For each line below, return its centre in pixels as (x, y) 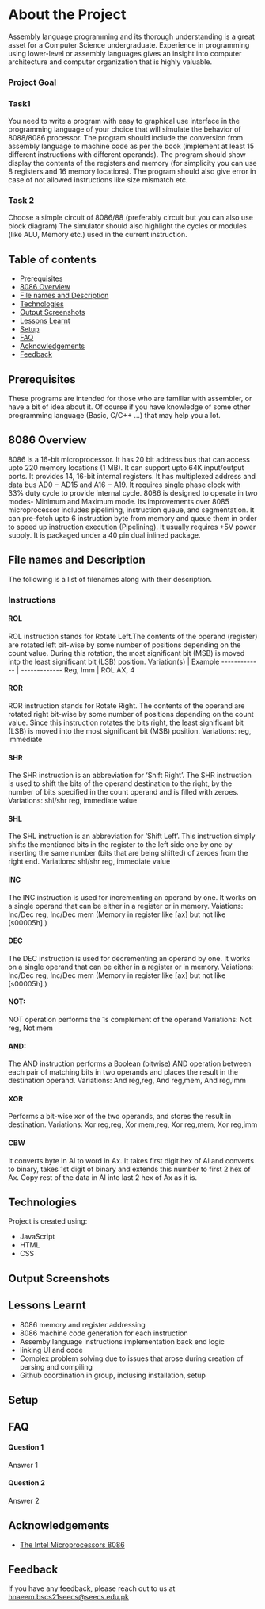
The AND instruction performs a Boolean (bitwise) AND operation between (130, 1063)
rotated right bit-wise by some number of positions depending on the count (131, 714)
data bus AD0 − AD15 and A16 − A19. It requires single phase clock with (125, 485)
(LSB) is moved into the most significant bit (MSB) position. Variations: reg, (130, 731)
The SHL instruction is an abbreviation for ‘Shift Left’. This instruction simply (132, 836)
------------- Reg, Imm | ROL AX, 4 (78, 670)
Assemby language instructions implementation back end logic (122, 1341)
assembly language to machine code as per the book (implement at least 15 (131, 146)
